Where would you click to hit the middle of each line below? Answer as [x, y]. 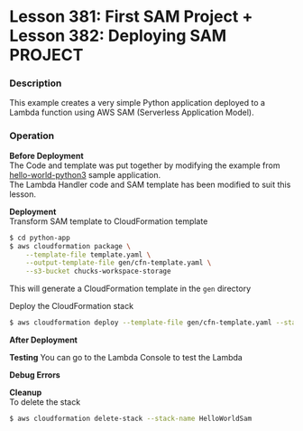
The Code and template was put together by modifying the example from [145, 165]
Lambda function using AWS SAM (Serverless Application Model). [132, 112]
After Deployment [44, 340]
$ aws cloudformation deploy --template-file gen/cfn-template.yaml [141, 323]
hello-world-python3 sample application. [85, 174]
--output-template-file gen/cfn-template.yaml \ [119, 263]
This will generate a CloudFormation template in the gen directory [130, 289]
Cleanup [26, 393]
